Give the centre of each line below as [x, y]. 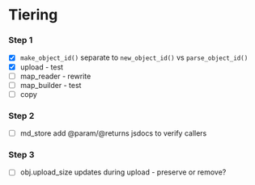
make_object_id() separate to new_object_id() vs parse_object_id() [134, 57]
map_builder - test [51, 85]
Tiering [33, 15]
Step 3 [21, 155]
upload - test [41, 67]
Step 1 [21, 40]
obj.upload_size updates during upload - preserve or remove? [123, 172]
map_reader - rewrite [55, 76]
